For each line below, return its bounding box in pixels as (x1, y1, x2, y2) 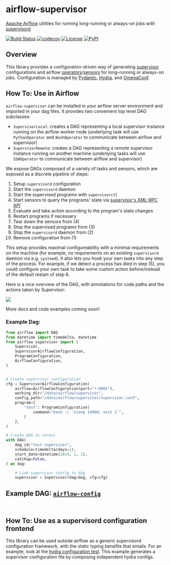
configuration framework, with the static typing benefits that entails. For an (6, 543, 162, 549)
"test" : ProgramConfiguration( (24, 405, 90, 410)
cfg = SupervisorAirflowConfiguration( (6, 381, 90, 386)
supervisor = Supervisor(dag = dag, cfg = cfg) (15, 475, 108, 480)
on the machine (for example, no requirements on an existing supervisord (6, 250, 159, 256)
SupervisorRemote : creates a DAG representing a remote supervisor (13, 145, 153, 151)
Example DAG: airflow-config (6, 489, 101, 498)
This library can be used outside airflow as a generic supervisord (6, 538, 141, 544)
